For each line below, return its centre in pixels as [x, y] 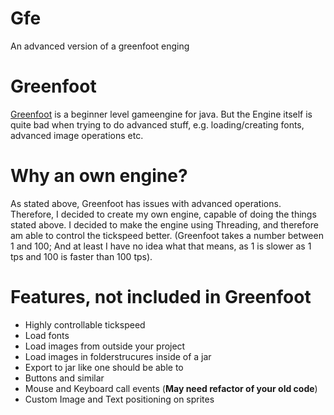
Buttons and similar [64, 378]
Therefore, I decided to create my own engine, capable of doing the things [163, 214]
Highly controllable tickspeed [85, 324]
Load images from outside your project [105, 346]
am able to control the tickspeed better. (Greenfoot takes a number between [167, 235]
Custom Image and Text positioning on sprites [119, 399]
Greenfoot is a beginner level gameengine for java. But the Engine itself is [161, 114]
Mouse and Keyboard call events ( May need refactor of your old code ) [171, 388]
